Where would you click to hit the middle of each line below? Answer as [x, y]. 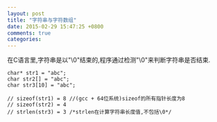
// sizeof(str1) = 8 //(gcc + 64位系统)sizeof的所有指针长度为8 [96, 99]
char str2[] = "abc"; [38, 79]
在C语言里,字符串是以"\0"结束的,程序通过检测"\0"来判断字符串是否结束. [109, 60]
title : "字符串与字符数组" [42, 20]
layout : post [26, 14]
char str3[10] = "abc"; [42, 85]
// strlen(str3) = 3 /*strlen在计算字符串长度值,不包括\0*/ [89, 112]
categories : [24, 40]
